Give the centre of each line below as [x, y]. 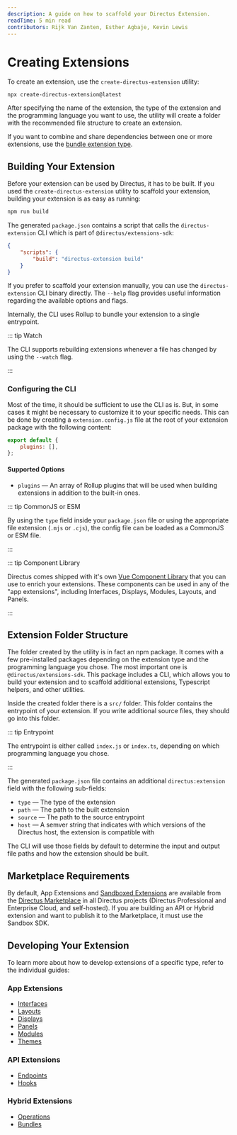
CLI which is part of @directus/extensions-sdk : [106, 233]
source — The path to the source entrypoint [81, 817]
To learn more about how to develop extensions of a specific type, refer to [116, 962]
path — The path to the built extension [73, 810]
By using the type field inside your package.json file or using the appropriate [118, 520]
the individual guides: [39, 970]
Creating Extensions [68, 62]
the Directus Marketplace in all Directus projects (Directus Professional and [117, 900]
